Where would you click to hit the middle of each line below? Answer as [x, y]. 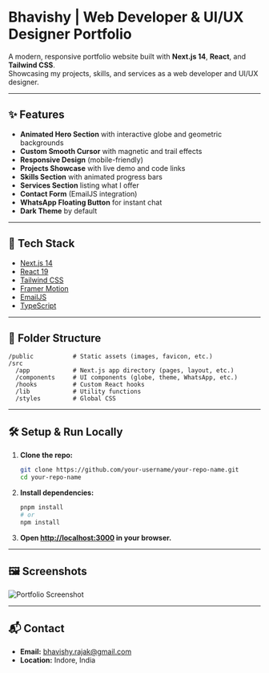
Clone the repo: [46, 455]
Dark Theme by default [58, 211]
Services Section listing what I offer [80, 185]
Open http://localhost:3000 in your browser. [96, 537]
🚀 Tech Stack [42, 243]
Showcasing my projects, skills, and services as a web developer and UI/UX [133, 73]
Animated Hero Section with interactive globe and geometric [121, 134]
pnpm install [42, 507]
